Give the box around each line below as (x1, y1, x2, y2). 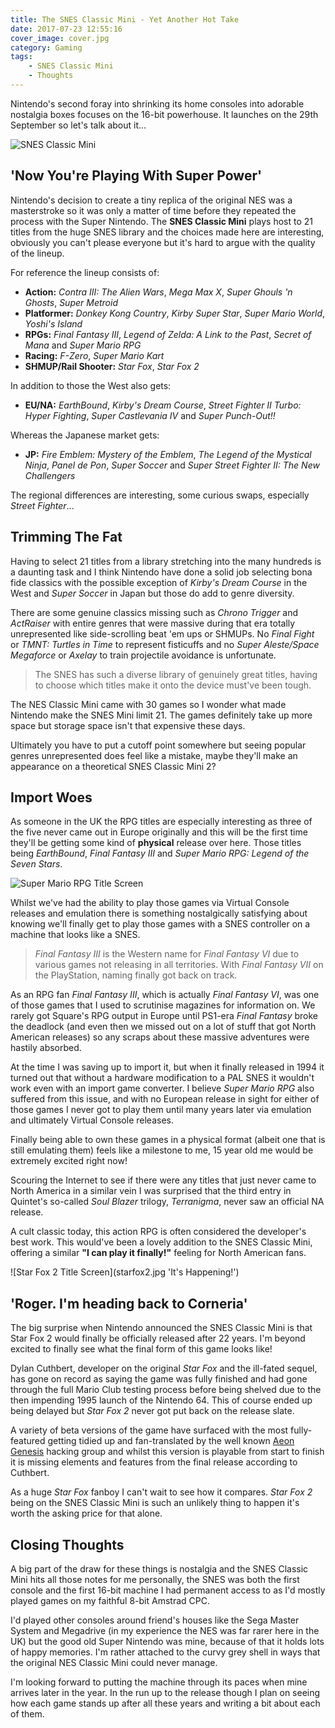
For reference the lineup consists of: (10, 266, 160, 278)
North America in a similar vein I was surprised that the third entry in (10, 1185, 292, 1197)
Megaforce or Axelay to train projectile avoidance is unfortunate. (10, 649, 277, 661)
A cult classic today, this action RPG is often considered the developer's (10, 1226, 307, 1238)
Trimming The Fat (10, 529, 123, 546)
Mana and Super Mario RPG (24, 339, 142, 351)
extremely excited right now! (10, 1155, 128, 1167)
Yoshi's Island (24, 317, 83, 330)
